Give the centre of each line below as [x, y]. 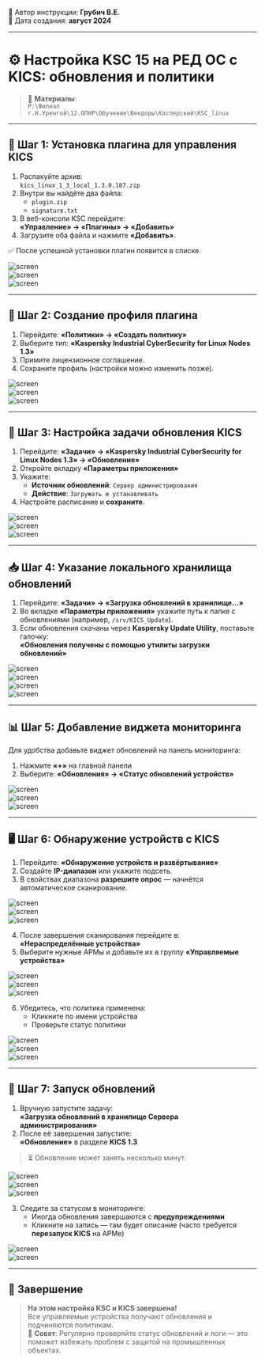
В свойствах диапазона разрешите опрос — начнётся [111, 879]
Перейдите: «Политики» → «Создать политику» [103, 334]
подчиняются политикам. [71, 1325]
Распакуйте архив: [51, 176]
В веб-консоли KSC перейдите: [73, 218]
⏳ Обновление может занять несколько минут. [107, 1157]
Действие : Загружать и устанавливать [95, 494]
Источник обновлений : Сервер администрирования [115, 485]
